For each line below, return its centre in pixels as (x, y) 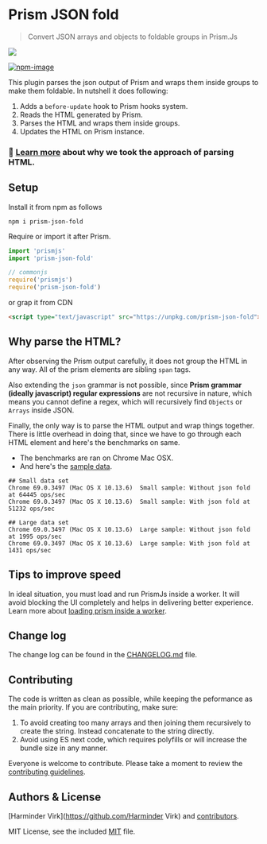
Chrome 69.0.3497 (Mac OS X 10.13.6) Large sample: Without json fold (129, 529)
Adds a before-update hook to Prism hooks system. (104, 106)
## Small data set (39, 481)
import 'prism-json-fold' (51, 258)
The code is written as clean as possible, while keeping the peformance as (130, 699)
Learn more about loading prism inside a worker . (87, 610)
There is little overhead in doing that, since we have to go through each (125, 434)
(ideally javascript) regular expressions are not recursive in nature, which (130, 393)
